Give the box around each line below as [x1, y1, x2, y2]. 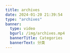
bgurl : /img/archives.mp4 [10, 31, 65, 36]
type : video [10, 26, 36, 31]
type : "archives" [5, 17, 42, 22]
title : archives [5, 7, 40, 13]
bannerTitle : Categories [10, 36, 63, 41]
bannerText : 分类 [10, 40, 45, 45]
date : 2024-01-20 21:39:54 [5, 12, 63, 17]
